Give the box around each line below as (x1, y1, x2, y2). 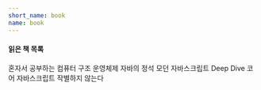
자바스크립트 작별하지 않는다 (16, 73, 105, 83)
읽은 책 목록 (8, 44, 44, 54)
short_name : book (8, 11, 66, 20)
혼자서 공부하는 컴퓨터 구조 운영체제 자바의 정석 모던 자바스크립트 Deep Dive (8, 63, 246, 73)
